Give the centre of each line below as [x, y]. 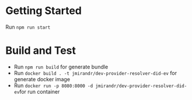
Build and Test [41, 51]
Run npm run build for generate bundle [61, 67]
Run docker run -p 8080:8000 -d [53, 85]
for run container [40, 91]
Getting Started [44, 11]
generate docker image [42, 79]
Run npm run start [28, 27]
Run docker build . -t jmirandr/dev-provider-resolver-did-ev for [95, 73]
